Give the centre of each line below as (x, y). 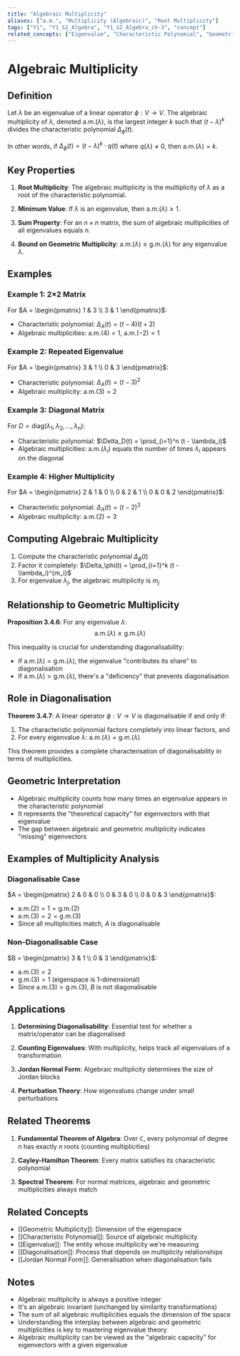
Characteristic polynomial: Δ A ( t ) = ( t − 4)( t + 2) (86, 325)
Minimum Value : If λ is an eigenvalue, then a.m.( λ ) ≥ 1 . (99, 209)
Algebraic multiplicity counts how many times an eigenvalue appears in (122, 798)
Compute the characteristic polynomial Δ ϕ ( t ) (83, 557)
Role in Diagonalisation (60, 699)
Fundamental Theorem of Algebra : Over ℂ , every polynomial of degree (123, 1139)
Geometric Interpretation (64, 781)
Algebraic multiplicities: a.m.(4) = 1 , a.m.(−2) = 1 (89, 333)
